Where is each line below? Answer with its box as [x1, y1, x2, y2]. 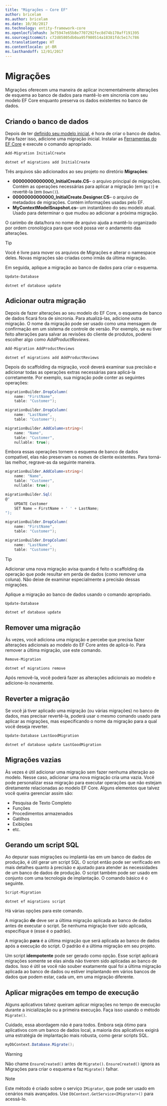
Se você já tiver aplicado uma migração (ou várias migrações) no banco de [5, 708, 160, 714]
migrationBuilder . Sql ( [5, 492, 52, 497]
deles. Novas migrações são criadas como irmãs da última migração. [5, 255, 147, 261]
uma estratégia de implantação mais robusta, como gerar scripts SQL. [5, 1033, 149, 1039]
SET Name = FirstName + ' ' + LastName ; [14, 506, 99, 511]
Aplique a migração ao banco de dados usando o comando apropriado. [5, 591, 152, 597]
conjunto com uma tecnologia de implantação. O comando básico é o [5, 875, 148, 881]
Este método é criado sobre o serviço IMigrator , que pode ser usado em [5, 1086, 155, 1091]
